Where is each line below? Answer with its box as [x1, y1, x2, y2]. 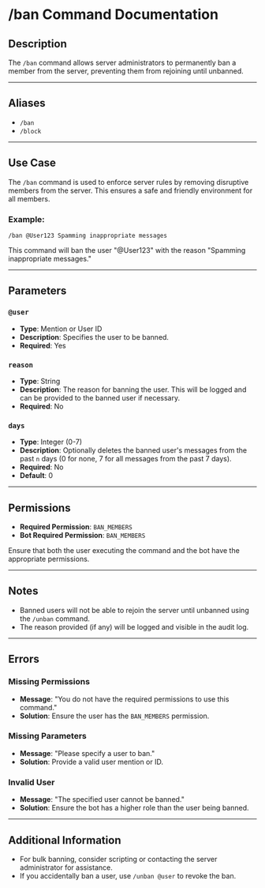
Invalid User [8, 777, 55, 788]
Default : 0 [19, 471, 54, 480]
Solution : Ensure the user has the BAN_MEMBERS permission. [19, 711, 210, 721]
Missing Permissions [8, 676, 91, 687]
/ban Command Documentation [8, 6, 219, 24]
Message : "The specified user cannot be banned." [19, 795, 185, 804]
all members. [8, 194, 50, 203]
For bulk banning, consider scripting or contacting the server [19, 854, 218, 864]
